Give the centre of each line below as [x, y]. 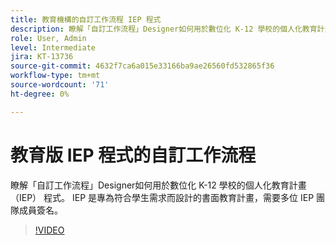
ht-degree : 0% [40, 94]
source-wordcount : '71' [60, 85]
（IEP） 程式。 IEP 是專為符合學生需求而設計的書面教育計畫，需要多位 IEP [162, 197]
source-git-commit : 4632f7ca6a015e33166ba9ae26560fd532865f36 [142, 66]
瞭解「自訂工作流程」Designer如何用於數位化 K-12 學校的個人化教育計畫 [158, 185]
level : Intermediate [53, 47]
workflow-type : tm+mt [55, 76]
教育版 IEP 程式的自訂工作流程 [133, 155]
